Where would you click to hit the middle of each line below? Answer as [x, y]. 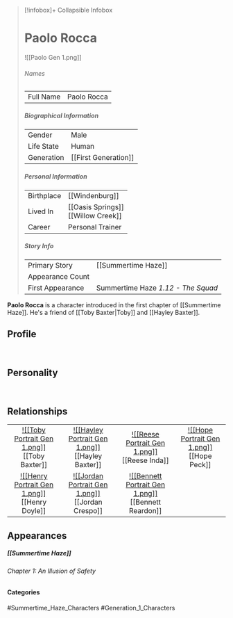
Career [39, 227]
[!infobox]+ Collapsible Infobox [68, 10]
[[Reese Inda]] [145, 460]
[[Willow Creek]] [95, 216]
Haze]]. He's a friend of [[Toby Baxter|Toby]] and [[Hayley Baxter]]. [104, 313]
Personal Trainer [95, 227]
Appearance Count [59, 277]
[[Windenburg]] [94, 196]
